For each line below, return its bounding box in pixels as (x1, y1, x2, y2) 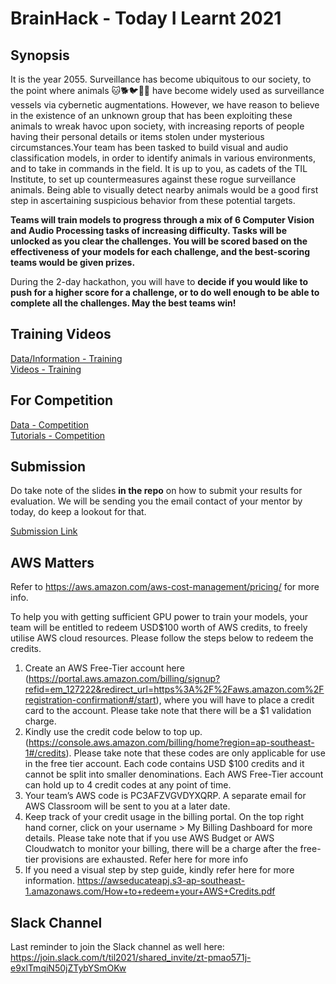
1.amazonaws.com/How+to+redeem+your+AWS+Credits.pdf (24, 885, 276, 897)
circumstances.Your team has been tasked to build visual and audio (10, 142, 289, 153)
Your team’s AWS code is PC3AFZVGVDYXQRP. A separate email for (24, 790, 307, 802)
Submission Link (10, 525, 78, 537)
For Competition (10, 392, 114, 409)
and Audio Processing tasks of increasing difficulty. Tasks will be (10, 225, 288, 236)
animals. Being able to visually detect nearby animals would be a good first (10, 184, 319, 196)
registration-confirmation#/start (24, 694, 157, 706)
